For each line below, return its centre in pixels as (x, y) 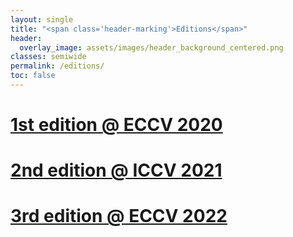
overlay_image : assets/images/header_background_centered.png (151, 47)
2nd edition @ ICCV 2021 (116, 170)
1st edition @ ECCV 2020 (116, 125)
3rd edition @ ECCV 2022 (119, 216)
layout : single (42, 19)
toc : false (33, 76)
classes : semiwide (48, 57)
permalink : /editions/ (57, 66)
